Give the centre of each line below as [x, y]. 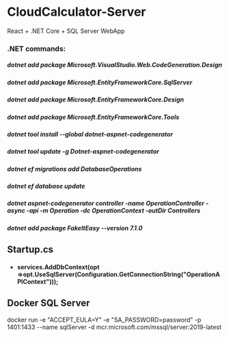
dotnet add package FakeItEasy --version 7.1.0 [75, 228]
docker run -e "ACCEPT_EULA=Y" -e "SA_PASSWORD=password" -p [104, 319]
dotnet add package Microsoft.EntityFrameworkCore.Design [96, 99]
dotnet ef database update [46, 186]
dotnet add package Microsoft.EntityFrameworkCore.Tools [93, 117]
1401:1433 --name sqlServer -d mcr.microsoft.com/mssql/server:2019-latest [114, 327]
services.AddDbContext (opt [58, 267]
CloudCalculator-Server [77, 12]
